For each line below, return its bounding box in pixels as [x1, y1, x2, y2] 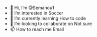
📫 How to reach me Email [10, 26, 64, 32]
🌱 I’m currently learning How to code [10, 15, 86, 21]
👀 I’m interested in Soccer [10, 10, 64, 16]
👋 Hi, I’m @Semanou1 [10, 5, 54, 10]
